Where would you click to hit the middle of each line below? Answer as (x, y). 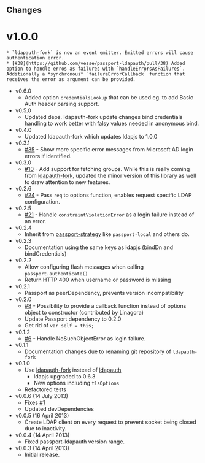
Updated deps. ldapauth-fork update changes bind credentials (103, 117)
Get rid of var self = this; (59, 326)
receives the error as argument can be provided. (71, 80)
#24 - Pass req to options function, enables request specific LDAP (108, 195)
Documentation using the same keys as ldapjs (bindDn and (99, 247)
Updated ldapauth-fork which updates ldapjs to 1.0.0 (91, 137)
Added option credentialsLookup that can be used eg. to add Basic (109, 98)
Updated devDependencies (59, 409)
